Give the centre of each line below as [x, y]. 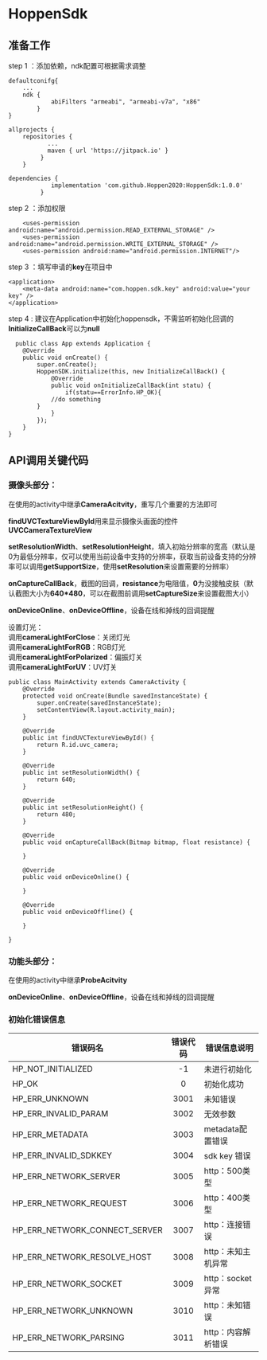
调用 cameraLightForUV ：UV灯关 [63, 666]
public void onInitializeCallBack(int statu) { [131, 385]
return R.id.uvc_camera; [78, 744]
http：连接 [223, 1225]
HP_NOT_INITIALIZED [52, 1069]
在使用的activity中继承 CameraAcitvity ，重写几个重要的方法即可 [113, 504]
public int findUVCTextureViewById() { [89, 737]
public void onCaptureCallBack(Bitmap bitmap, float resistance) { [136, 842]
